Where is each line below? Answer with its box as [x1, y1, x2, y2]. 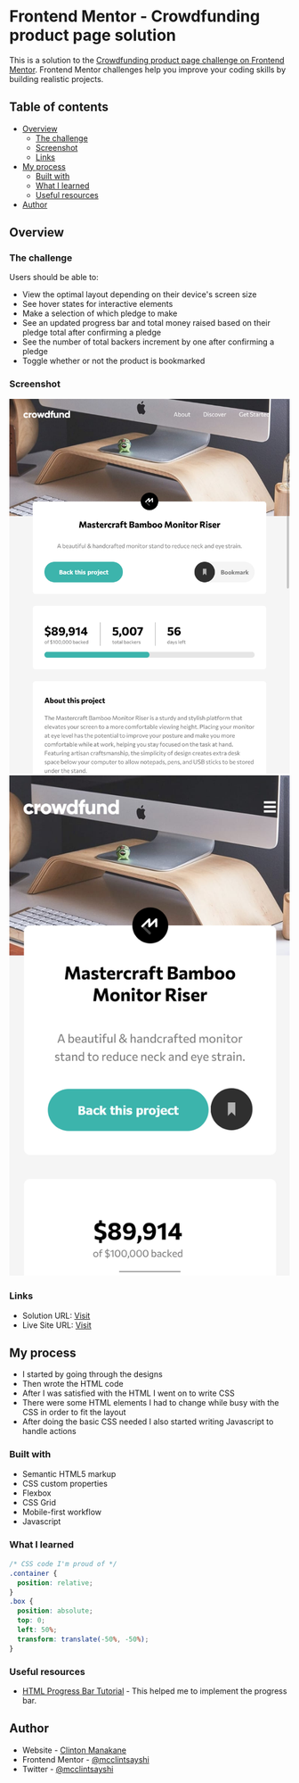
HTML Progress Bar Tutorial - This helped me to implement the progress [21, 1686, 287, 1696]
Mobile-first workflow [21, 1506, 102, 1517]
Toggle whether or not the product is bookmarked [21, 355, 206, 367]
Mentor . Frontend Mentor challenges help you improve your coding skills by [9, 64, 287, 75]
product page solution [9, 25, 176, 46]
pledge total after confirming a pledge [21, 328, 162, 338]
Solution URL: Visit [21, 1310, 91, 1321]
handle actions [21, 1426, 77, 1437]
